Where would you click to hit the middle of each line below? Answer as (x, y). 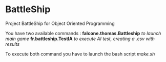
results (13, 44)
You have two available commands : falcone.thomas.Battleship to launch (83, 33)
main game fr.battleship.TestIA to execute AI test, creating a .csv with (80, 39)
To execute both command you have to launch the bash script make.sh (80, 54)
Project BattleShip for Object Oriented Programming (60, 23)
